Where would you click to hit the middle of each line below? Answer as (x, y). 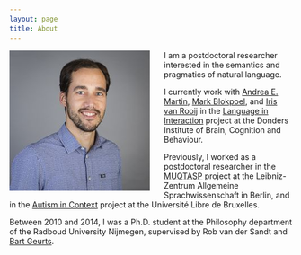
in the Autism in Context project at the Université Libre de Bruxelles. (135, 204)
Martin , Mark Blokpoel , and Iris (221, 101)
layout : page (34, 19)
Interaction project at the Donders (226, 120)
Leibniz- (271, 176)
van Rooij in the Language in (216, 110)
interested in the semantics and (222, 65)
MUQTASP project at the (209, 176)
